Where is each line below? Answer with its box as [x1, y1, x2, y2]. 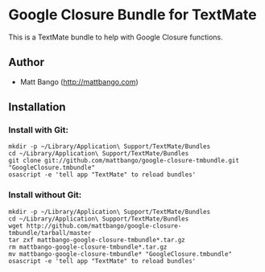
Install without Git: [8, 189, 82, 200]
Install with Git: [8, 125, 68, 136]
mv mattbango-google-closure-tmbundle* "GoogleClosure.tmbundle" [8, 249, 232, 258]
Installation [8, 101, 66, 114]
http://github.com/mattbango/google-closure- [26, 221, 182, 230]
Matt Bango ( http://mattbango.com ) [19, 76, 139, 86]
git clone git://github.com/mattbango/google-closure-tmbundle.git [8, 157, 240, 165]
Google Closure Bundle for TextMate [8, 6, 257, 24]
